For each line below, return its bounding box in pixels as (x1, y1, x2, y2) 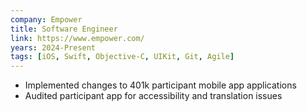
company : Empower (10, 14, 83, 25)
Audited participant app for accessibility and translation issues (24, 90, 283, 102)
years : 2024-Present (10, 42, 97, 53)
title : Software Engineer (10, 24, 118, 34)
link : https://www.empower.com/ (10, 33, 145, 43)
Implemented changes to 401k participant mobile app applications (24, 79, 297, 91)
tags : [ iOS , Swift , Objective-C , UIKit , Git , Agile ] (10, 52, 235, 62)
